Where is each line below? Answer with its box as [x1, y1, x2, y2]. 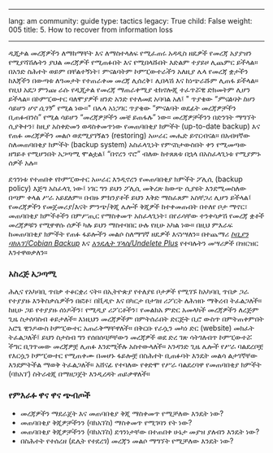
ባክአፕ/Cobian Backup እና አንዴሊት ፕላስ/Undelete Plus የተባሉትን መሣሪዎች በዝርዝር [8, 238, 258, 248]
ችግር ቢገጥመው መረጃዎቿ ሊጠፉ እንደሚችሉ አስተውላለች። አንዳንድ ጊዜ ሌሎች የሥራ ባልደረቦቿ [8, 342, 264, 351]
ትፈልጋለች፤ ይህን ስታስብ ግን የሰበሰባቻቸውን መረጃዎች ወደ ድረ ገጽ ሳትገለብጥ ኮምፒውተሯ [8, 333, 253, 342]
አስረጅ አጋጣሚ [8, 268, 57, 279]
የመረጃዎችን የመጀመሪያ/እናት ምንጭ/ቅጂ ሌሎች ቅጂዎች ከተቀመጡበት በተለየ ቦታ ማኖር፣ [8, 202, 248, 211]
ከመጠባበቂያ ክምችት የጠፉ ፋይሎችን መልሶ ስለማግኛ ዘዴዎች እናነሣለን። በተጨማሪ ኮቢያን [8, 229, 249, 238]
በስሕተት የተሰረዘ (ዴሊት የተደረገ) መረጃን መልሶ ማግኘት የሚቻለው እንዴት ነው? [19, 436, 234, 446]
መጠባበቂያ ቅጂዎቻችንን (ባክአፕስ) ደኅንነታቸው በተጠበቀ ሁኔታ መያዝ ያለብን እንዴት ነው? [19, 426, 260, 436]
